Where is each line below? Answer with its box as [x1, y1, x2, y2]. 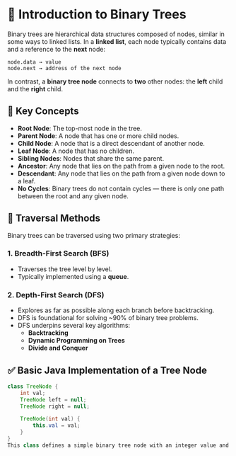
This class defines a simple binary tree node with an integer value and [7, 442, 230, 449]
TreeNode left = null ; [20, 396, 87, 403]
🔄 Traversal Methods [7, 212, 101, 224]
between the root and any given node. [17, 191, 129, 200]
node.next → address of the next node [7, 64, 122, 72]
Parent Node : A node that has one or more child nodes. [17, 131, 179, 140]
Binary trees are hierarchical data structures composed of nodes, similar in [7, 30, 225, 38]
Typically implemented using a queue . [17, 272, 129, 280]
